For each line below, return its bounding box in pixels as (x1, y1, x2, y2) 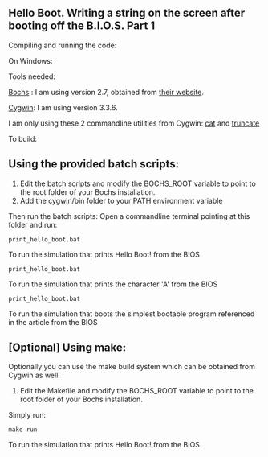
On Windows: (8, 56, 53, 65)
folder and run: (8, 220, 58, 229)
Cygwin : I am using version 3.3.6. (8, 102, 118, 112)
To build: (8, 134, 38, 143)
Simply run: (8, 410, 47, 420)
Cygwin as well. (8, 370, 60, 381)
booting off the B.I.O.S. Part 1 (8, 19, 156, 33)
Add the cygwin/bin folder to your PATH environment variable (19, 196, 223, 205)
